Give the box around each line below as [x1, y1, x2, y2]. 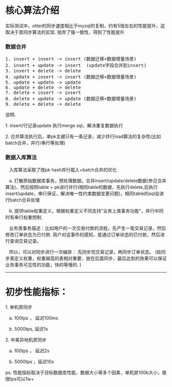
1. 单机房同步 [5, 304, 32, 311]
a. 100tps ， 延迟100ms [9, 315, 58, 321]
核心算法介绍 [5, 5, 60, 16]
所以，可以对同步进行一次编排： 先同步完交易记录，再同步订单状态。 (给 [9, 248, 161, 255]
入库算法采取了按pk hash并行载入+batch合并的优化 [9, 166, 117, 172]
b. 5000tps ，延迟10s [9, 359, 54, 365]
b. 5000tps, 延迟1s [9, 326, 48, 332]
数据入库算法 [5, 154, 37, 161]
